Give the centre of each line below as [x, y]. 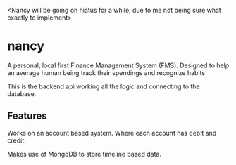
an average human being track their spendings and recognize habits [106, 72]
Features [27, 116]
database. [22, 93]
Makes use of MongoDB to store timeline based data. [85, 154]
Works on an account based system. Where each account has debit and [112, 133]
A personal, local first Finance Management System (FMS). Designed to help [118, 65]
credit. [17, 140]
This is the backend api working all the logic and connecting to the [104, 86]
